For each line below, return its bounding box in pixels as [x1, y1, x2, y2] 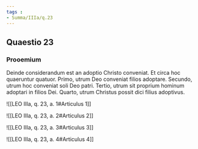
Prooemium [6, 55, 41, 64]
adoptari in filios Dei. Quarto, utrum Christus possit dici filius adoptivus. [6, 89, 185, 96]
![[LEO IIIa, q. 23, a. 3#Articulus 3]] [6, 124, 94, 131]
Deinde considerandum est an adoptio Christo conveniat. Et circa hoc [6, 69, 181, 77]
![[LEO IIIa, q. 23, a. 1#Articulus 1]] [6, 100, 91, 108]
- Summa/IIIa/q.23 [6, 15, 53, 21]
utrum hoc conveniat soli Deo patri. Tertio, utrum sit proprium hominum [6, 82, 185, 89]
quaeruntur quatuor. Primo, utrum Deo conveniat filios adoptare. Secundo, [6, 75, 193, 83]
